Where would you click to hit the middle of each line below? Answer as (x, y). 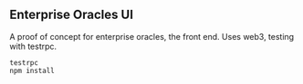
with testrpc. (33, 46)
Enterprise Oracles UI (72, 15)
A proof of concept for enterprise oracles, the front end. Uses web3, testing (152, 36)
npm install (32, 70)
